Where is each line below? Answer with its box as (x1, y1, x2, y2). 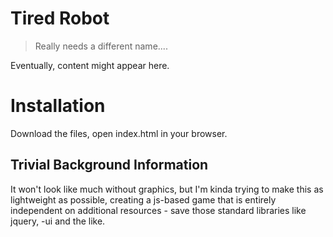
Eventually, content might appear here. (10, 59, 170, 71)
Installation (10, 95, 106, 117)
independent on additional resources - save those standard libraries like (10, 204, 307, 216)
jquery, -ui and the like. (10, 215, 106, 227)
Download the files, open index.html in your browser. (10, 127, 228, 139)
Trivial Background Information (10, 157, 209, 174)
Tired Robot (10, 7, 110, 30)
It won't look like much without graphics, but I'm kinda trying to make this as (10, 183, 324, 195)
